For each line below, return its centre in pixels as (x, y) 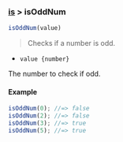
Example (23, 92)
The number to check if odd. (54, 74)
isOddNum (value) (35, 28)
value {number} (45, 59)
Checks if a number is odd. (71, 43)
